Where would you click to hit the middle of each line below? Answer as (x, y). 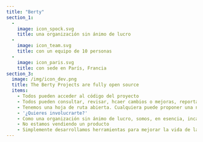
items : (20, 91)
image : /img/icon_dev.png (44, 79)
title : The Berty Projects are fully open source (75, 85)
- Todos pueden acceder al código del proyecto (78, 96)
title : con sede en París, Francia (62, 68)
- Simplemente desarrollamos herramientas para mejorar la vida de (104, 130)
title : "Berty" (25, 12)
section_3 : (20, 74)
